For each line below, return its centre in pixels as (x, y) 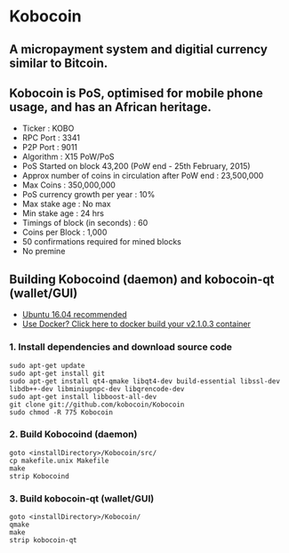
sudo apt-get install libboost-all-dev (83, 397)
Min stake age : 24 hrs (63, 213)
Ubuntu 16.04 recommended (74, 315)
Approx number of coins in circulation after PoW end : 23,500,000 (143, 176)
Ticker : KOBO (48, 128)
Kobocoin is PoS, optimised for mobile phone (136, 93)
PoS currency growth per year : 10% (88, 195)
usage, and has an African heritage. (110, 107)
